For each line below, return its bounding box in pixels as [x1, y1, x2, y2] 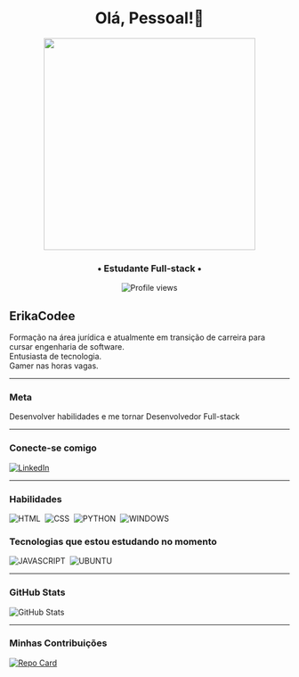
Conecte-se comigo [9, 442, 98, 454]
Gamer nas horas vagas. [9, 360, 100, 371]
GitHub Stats [9, 586, 66, 599]
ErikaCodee [9, 308, 76, 324]
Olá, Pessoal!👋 [94, 8, 205, 29]
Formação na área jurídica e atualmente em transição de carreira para [9, 332, 265, 343]
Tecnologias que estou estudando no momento [9, 535, 218, 548]
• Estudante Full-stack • [97, 262, 202, 275]
